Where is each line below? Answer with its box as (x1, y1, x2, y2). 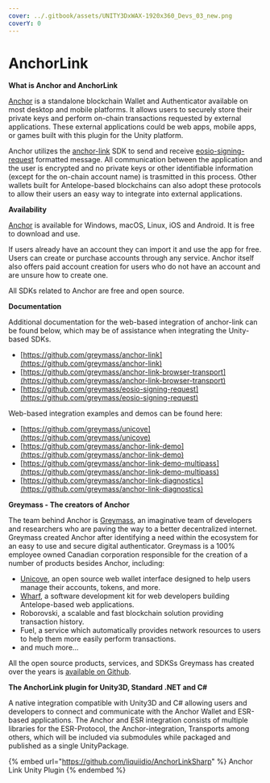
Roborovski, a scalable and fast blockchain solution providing (19, 609, 224, 618)
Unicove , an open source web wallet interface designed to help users (19, 574, 251, 584)
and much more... (19, 643, 79, 652)
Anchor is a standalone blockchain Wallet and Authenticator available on (8, 96, 248, 106)
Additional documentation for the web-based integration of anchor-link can (8, 317, 258, 327)
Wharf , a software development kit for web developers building (19, 591, 230, 601)
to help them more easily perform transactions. (19, 634, 177, 644)
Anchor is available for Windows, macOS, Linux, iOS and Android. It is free (8, 220, 255, 230)
